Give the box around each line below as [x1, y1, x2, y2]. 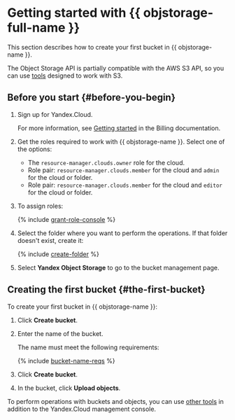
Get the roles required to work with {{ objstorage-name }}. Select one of [17, 137, 225, 146]
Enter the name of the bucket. [17, 329, 104, 337]
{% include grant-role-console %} [17, 215, 116, 223]
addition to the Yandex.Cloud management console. [7, 405, 156, 413]
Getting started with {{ [7, 5, 141, 21]
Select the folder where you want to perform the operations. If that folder [17, 229, 228, 237]
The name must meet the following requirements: [17, 343, 159, 351]
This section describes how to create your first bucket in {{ [7, 43, 177, 51]
